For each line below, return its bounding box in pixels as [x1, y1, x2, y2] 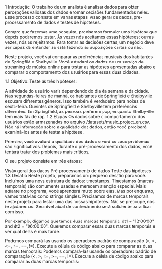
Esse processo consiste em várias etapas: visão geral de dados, [5, 15, 133, 20]
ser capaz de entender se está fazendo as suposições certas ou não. [5, 45, 143, 50]
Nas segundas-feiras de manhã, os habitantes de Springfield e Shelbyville [5, 93, 152, 99]
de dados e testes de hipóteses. [37, 19, 101, 25]
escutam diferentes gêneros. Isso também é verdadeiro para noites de [5, 98, 145, 104]
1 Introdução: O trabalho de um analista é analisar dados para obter [5, 4, 139, 10]
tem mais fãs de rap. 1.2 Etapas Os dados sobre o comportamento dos [5, 114, 146, 119]
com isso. [5, 209, 25, 215]
